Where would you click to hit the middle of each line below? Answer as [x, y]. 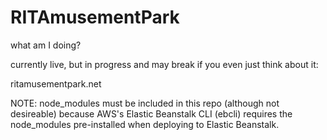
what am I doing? [46, 45]
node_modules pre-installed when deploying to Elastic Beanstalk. [145, 124]
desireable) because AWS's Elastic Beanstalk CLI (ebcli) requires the [151, 113]
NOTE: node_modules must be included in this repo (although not [145, 103]
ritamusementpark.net [56, 83]
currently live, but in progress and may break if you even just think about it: [164, 64]
